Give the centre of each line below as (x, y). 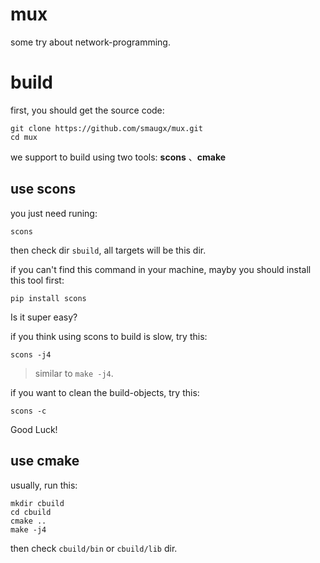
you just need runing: (54, 213)
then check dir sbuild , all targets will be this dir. (108, 250)
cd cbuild (31, 512)
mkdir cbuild (37, 503)
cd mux (24, 137)
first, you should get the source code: (87, 110)
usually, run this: (44, 485)
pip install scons (48, 298)
